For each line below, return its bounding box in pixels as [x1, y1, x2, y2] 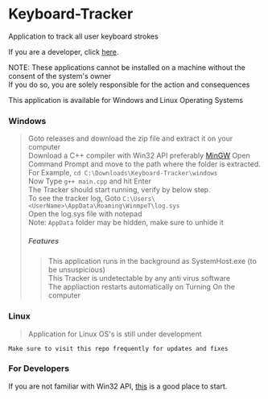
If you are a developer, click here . [8, 47, 119, 56]
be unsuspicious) [47, 265, 106, 274]
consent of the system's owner [8, 71, 111, 80]
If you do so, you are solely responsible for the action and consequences [8, 80, 250, 89]
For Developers [8, 363, 70, 374]
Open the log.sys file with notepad [27, 209, 142, 219]
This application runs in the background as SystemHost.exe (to [47, 257, 258, 266]
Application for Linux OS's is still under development [27, 329, 203, 339]
